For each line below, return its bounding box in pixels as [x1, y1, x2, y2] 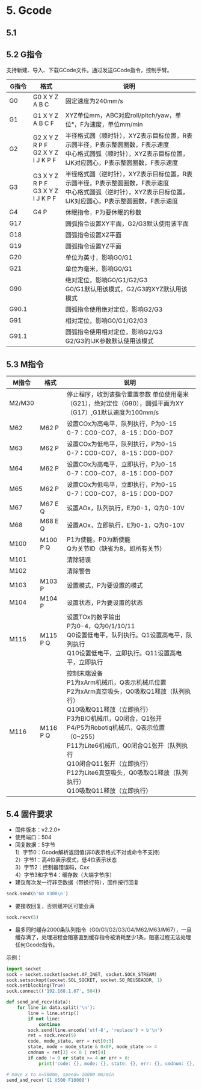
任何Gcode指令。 [14, 941, 58, 948]
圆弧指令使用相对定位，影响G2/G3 [65, 328, 163, 336]
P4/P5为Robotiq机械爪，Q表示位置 [66, 723, 165, 732]
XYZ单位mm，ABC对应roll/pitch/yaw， [65, 111, 176, 120]
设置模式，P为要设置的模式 [66, 581, 143, 590]
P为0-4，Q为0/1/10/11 [66, 622, 135, 631]
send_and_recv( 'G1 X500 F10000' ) [6, 1077, 90, 1083]
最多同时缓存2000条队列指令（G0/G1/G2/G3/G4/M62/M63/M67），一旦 [14, 926, 192, 933]
